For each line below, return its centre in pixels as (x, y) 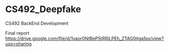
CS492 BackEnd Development (37, 23)
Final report (17, 33)
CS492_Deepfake (43, 9)
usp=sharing (19, 43)
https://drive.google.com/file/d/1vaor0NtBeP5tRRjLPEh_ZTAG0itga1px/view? (84, 38)
